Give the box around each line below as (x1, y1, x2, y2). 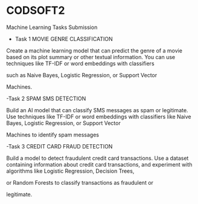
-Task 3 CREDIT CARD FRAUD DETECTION (6, 142, 113, 150)
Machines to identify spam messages (6, 131, 100, 138)
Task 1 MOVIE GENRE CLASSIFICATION (14, 35, 113, 42)
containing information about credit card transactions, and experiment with (6, 161, 193, 168)
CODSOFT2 (6, 4, 65, 18)
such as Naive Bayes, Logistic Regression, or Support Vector (6, 71, 158, 78)
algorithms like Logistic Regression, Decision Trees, (6, 167, 135, 174)
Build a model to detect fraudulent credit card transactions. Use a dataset (6, 155, 189, 162)
